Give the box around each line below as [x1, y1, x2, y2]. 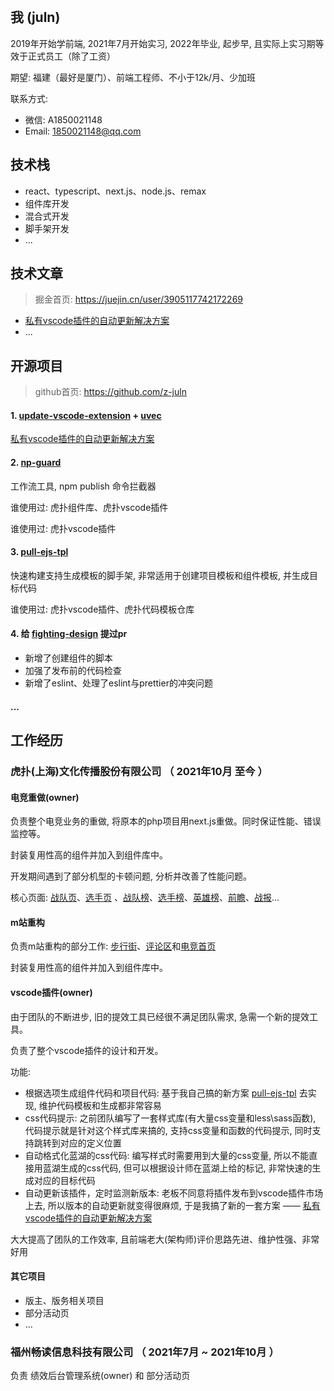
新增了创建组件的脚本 [24, 652, 113, 664]
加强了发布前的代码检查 [24, 665, 122, 677]
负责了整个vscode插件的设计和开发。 [10, 1044, 164, 1056]
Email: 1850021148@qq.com [24, 125, 142, 137]
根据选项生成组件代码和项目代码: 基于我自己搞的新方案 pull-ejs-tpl [24, 1087, 297, 1099]
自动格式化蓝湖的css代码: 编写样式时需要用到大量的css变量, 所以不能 [24, 1149, 310, 1161]
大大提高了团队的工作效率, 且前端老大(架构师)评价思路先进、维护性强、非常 [10, 1233, 320, 1245]
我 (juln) [10, 9, 61, 26]
